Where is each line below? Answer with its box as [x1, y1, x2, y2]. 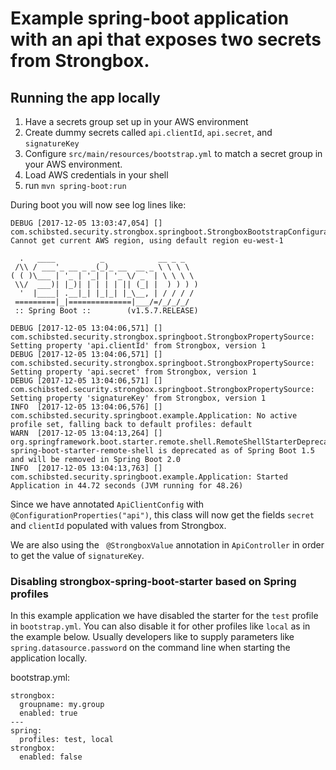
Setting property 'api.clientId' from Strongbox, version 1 [10, 341, 267, 351]
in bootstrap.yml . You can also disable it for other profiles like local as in [10, 620, 311, 632]
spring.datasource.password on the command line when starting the [10, 642, 291, 654]
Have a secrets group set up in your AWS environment [24, 116, 249, 127]
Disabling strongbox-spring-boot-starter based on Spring [10, 574, 297, 588]
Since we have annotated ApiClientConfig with [10, 498, 205, 510]
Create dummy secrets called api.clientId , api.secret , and [24, 127, 273, 138]
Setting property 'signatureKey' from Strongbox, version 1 [10, 393, 267, 403]
